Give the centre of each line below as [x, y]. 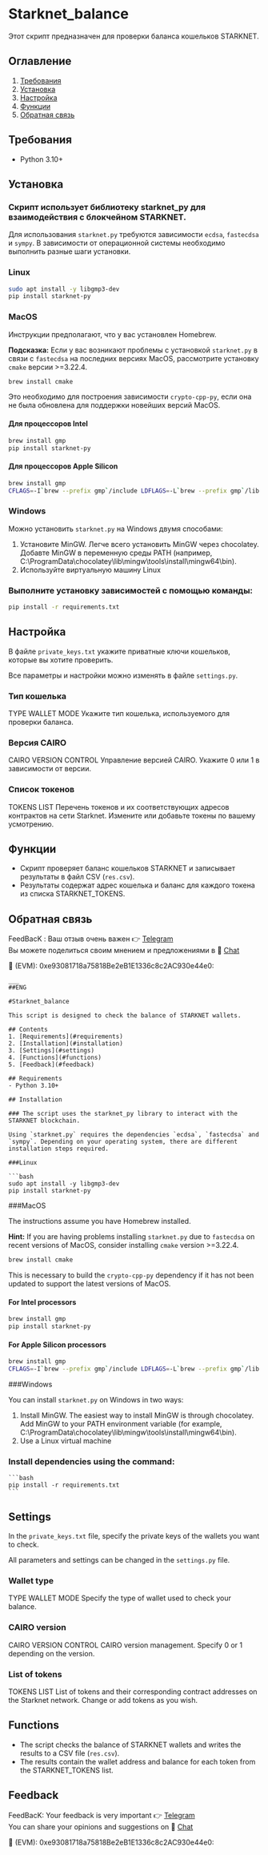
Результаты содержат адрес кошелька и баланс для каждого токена [138, 885]
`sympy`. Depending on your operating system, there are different [123, 1142]
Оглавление [40, 61]
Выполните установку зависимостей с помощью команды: [131, 590]
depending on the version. [52, 1653]
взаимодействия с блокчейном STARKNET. [97, 217]
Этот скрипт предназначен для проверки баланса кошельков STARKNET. [134, 36]
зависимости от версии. [50, 769]
